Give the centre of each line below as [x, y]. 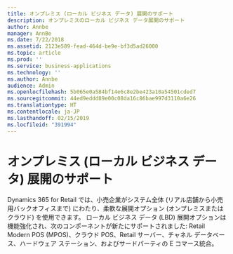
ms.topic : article [34, 53]
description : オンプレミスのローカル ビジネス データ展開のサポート [96, 20]
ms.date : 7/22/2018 [36, 40]
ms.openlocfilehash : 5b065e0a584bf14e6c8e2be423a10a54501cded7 [102, 92]
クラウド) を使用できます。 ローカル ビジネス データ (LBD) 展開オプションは [117, 218]
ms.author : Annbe [33, 79]
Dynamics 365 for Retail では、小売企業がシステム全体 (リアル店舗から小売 [115, 200]
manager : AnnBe [29, 33]
